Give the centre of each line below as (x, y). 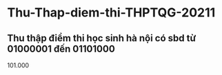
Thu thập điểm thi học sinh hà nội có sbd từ (102, 38)
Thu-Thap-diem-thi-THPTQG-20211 (111, 13)
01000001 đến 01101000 (61, 49)
